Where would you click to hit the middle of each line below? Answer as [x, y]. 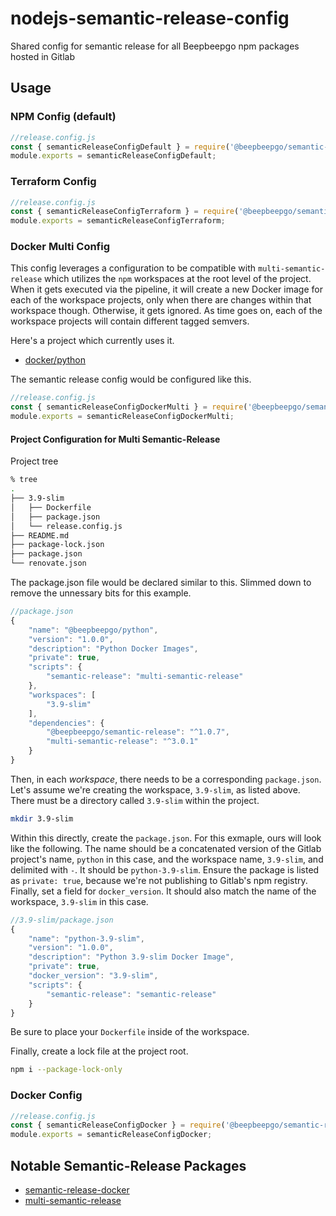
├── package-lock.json [57, 545]
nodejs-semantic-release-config [150, 18]
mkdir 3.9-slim [42, 818]
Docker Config [46, 1095]
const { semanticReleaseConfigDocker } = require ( [118, 1125]
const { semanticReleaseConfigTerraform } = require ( [125, 212]
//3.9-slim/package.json [62, 920]
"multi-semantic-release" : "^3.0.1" [122, 742]
